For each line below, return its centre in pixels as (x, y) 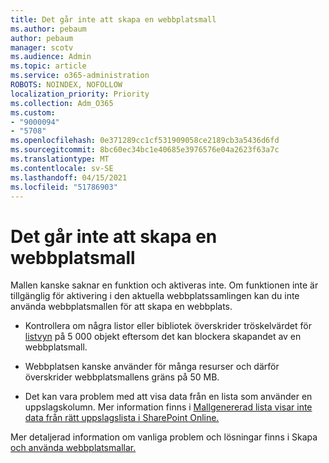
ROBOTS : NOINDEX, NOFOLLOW (66, 85)
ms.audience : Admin (51, 57)
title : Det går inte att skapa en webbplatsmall (113, 19)
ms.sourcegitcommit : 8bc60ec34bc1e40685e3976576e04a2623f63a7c (145, 150)
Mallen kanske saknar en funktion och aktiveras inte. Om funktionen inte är (164, 285)
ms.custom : (33, 112)
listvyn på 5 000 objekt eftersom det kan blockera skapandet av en (163, 337)
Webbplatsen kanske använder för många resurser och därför (152, 367)
